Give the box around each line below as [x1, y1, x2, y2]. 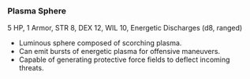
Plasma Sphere [7, 5, 66, 16]
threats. [18, 63, 44, 73]
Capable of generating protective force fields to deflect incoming [18, 55, 230, 64]
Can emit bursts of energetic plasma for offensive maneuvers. [18, 47, 221, 56]
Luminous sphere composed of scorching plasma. [18, 38, 182, 48]
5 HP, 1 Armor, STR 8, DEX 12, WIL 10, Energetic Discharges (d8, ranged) [7, 23, 243, 33]
